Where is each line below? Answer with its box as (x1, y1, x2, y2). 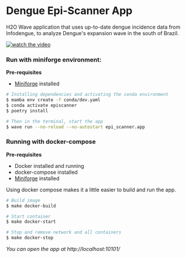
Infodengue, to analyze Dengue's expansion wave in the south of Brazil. (6, 29, 180, 36)
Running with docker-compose (6, 137, 96, 146)
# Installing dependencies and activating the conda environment (6, 92, 168, 98)
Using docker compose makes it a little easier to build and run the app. (6, 186, 177, 193)
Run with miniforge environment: (6, 56, 102, 64)
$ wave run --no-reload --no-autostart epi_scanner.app (6, 124, 145, 130)
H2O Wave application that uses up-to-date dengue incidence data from (6, 23, 181, 30)
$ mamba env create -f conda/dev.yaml (6, 97, 101, 103)
